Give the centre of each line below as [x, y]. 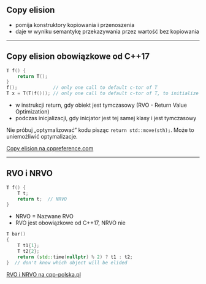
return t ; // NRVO [42, 199]
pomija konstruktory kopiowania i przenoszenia [75, 25]
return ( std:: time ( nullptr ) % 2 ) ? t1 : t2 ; [75, 257]
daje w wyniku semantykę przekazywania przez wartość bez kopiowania [107, 31]
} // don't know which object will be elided [67, 263]
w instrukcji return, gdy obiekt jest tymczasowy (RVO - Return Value [101, 105]
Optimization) [32, 112]
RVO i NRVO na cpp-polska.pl [44, 274]
